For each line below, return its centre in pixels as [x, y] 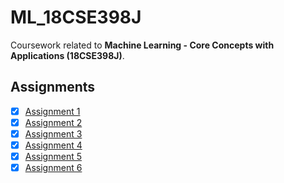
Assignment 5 [53, 156]
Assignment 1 [52, 111]
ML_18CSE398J [76, 17]
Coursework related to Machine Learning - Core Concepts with [142, 45]
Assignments [53, 87]
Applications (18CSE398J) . [67, 55]
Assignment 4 [53, 145]
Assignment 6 [53, 168]
